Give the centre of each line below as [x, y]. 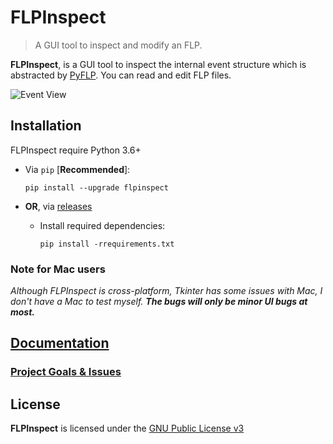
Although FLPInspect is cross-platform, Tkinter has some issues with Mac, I [166, 291]
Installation [46, 126]
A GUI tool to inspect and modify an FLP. [118, 45]
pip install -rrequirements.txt [107, 244]
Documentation [60, 343]
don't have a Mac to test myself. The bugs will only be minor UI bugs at [159, 302]
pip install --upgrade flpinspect [96, 187]
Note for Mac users [58, 269]
